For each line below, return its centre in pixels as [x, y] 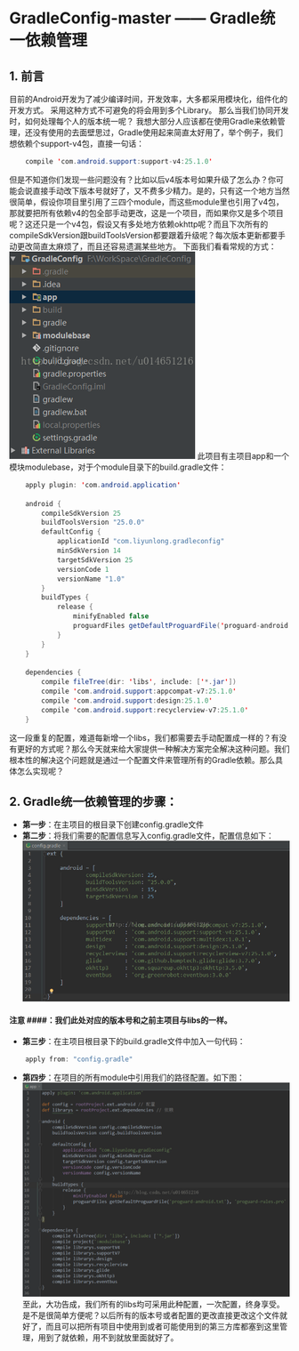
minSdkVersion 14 [89, 551]
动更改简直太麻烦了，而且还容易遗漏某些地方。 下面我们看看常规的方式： [143, 246]
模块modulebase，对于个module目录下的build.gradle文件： [118, 467]
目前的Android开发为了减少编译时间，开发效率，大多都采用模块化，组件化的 [148, 99]
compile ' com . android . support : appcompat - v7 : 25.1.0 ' [139, 692]
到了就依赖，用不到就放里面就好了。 [112, 1337]
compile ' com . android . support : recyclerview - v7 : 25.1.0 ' [145, 710]
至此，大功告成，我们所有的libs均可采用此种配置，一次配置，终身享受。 [153, 1304]
